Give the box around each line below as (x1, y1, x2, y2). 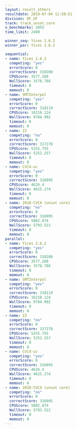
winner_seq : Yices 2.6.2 (5, 38, 55, 44)
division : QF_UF (5, 16, 38, 21)
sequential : (5, 51, 29, 56)
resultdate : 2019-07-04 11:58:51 (5, 12, 73, 16)
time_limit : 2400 (5, 30, 40, 34)
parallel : (5, 236, 25, 241)
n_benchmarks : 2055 (5, 25, 45, 30)
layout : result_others (5, 7, 51, 12)
